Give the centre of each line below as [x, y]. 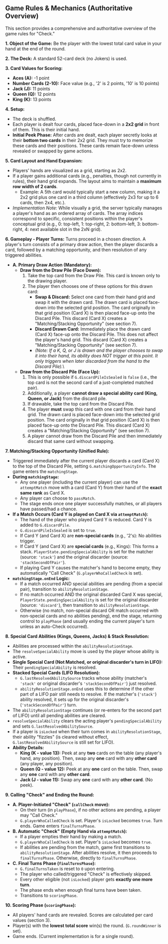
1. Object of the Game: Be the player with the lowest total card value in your [83, 43]
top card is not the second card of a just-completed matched [91, 382]
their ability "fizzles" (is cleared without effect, [60, 737]
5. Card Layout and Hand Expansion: [44, 161]
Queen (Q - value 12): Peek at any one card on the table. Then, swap [91, 769]
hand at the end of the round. [36, 49]
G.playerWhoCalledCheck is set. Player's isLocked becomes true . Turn [91, 820]
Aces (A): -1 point [31, 78]
